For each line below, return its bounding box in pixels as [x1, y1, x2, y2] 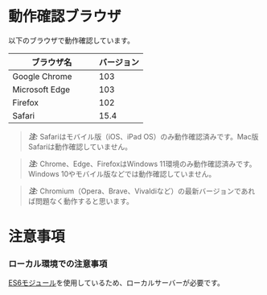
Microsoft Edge [12, 84, 71, 95]
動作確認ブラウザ [8, 7, 122, 26]
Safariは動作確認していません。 [27, 142, 133, 152]
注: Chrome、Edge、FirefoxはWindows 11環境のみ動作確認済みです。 [27, 159, 257, 168]
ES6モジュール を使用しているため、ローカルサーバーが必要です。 [8, 278, 225, 288]
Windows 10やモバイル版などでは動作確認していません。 [27, 168, 216, 178]
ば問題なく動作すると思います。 [27, 196, 134, 206]
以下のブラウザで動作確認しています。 [8, 35, 135, 45]
